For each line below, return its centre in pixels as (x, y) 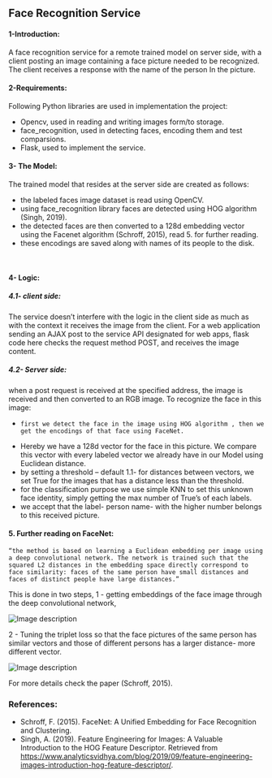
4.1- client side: (35, 296)
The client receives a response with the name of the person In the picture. (132, 69)
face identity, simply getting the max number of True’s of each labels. (136, 498)
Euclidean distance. (53, 463)
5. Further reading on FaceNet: (61, 534)
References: (33, 704)
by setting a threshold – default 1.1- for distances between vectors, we (137, 472)
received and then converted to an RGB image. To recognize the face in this (135, 399)
